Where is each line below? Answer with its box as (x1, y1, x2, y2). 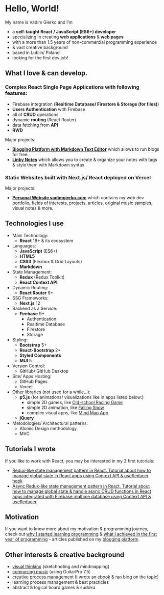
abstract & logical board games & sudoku (12, 585, 95, 591)
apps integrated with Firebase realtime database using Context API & (12, 493, 151, 499)
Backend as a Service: (12, 305, 58, 311)
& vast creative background (12, 44, 68, 50)
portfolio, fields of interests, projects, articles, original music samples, (12, 200, 153, 206)
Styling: (12, 337, 28, 343)
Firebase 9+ (19, 310, 45, 317)
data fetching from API (12, 122, 58, 128)
